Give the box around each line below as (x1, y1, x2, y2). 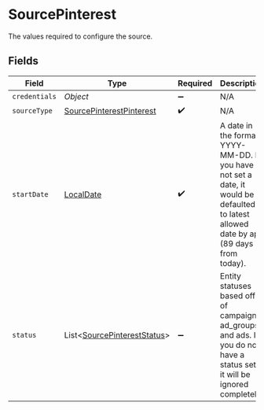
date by (219, 228, 248, 239)
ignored (219, 379, 249, 390)
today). (219, 257, 247, 268)
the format (219, 130, 259, 141)
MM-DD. (219, 150, 253, 161)
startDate (12, 190, 49, 198)
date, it (219, 179, 246, 190)
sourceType (12, 106, 53, 116)
